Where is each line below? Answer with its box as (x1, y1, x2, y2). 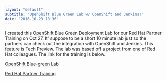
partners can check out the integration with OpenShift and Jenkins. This (5, 41, 153, 47)
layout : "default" (5, 7, 43, 12)
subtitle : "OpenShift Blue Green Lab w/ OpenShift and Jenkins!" (5, 12, 144, 17)
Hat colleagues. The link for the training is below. (5, 51, 106, 57)
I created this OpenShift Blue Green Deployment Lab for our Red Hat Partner (5, 30, 162, 36)
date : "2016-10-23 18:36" (5, 16, 59, 21)
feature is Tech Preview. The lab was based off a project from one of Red (5, 46, 156, 52)
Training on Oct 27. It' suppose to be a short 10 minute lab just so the (5, 35, 146, 41)
